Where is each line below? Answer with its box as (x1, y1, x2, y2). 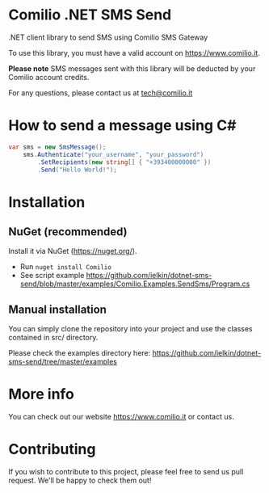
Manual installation (8, 302, 107, 316)
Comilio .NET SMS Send (8, 6, 172, 24)
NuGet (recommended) (8, 225, 128, 238)
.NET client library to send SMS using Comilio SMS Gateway (8, 32, 208, 42)
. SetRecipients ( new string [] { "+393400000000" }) (37, 158, 212, 166)
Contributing (8, 440, 96, 458)
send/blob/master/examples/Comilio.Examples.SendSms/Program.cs (19, 279, 250, 289)
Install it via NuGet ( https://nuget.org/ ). (8, 247, 137, 256)
